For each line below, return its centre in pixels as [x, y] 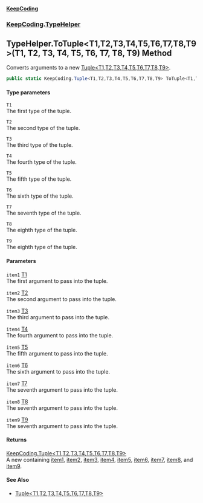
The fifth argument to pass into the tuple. [57, 353]
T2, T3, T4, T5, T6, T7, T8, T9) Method [100, 53]
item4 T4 [17, 329]
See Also [18, 480]
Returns [17, 440]
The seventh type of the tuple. [44, 213]
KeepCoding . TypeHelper [43, 24]
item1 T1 [17, 274]
